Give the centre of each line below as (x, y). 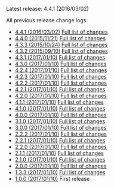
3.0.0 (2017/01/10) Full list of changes (61, 128)
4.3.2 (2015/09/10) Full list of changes (61, 51)
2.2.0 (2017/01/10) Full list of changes (61, 147)
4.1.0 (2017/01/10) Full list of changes (60, 108)
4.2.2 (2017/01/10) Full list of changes (61, 83)
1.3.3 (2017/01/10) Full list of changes (60, 172)
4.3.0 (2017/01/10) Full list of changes (61, 64)
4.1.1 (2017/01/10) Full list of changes (59, 102)
